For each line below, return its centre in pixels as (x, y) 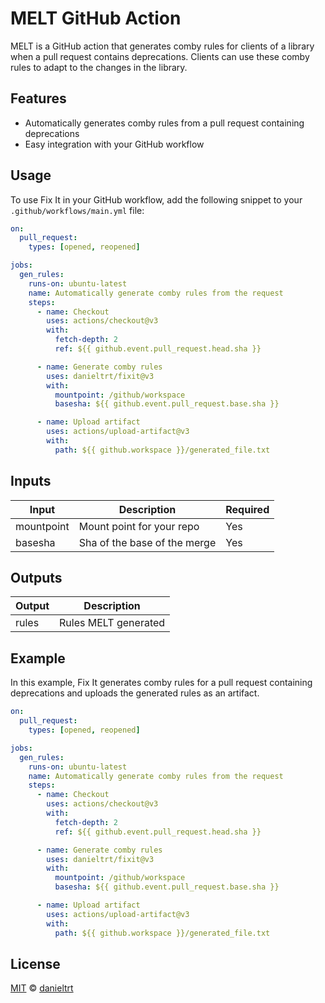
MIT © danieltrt (42, 988)
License (35, 963)
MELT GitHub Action (96, 18)
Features (38, 98)
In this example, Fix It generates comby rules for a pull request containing (161, 683)
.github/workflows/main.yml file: (77, 210)
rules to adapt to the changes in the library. (99, 67)
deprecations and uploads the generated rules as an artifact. (135, 693)
